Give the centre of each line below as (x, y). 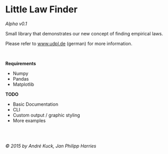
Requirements (21, 63)
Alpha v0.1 (16, 24)
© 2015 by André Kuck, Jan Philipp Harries (51, 146)
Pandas (21, 79)
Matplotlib (23, 84)
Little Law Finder (42, 9)
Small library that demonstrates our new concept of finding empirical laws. (84, 33)
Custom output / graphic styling (46, 115)
